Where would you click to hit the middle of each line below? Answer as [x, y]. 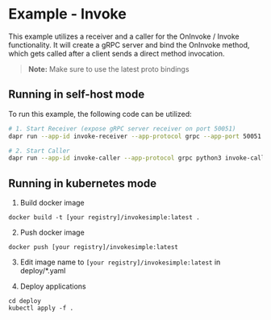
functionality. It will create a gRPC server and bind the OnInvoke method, [129, 44]
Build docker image [52, 203]
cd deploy [25, 301]
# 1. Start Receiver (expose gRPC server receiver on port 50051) [122, 129]
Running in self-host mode [77, 95]
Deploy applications [53, 286]
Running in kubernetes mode [83, 183]
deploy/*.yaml [43, 271]
